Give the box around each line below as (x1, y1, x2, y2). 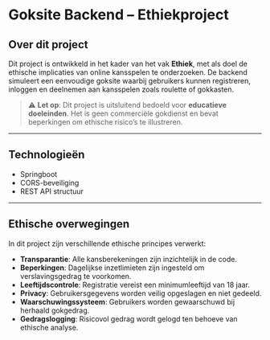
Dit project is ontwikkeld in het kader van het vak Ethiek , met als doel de (8, 59, 247, 68)
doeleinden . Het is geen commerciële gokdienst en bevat (27, 109, 219, 118)
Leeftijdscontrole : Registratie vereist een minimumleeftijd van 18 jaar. (19, 280, 251, 289)
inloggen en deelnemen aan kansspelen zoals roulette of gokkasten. (8, 84, 235, 94)
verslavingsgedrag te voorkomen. (19, 271, 132, 281)
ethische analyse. (19, 322, 79, 332)
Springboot (19, 169, 58, 178)
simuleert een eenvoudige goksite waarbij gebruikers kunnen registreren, (8, 76, 251, 85)
